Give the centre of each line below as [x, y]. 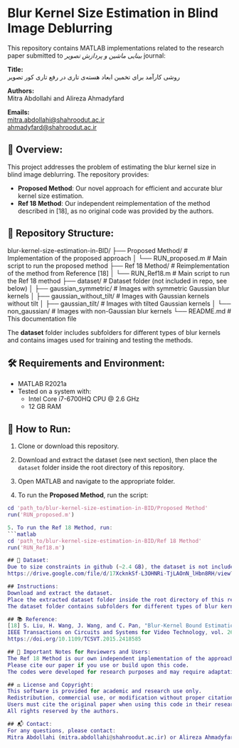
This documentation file [42, 318]
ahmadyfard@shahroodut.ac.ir [52, 127]
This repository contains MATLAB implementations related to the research [116, 48]
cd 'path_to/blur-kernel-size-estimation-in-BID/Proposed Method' [108, 508]
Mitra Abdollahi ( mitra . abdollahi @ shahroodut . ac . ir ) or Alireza [105, 737]
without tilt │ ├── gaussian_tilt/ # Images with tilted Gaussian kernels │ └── [119, 303]
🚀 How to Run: [39, 429]
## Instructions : [33, 587]
